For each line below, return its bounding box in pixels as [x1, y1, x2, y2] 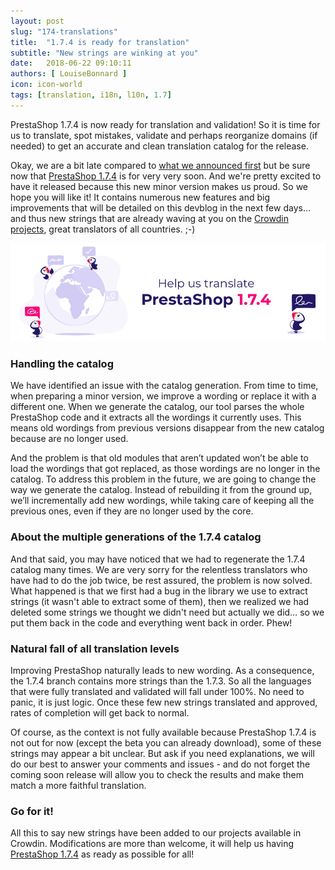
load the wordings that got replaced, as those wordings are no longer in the [10, 463, 321, 475]
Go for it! [10, 804, 54, 818]
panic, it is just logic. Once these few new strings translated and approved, [10, 696, 318, 708]
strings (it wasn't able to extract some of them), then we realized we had [10, 595, 310, 607]
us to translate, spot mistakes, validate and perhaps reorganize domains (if [10, 129, 318, 141]
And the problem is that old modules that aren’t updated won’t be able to [10, 452, 309, 464]
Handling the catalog [10, 356, 114, 370]
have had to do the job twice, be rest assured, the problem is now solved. [10, 574, 313, 586]
